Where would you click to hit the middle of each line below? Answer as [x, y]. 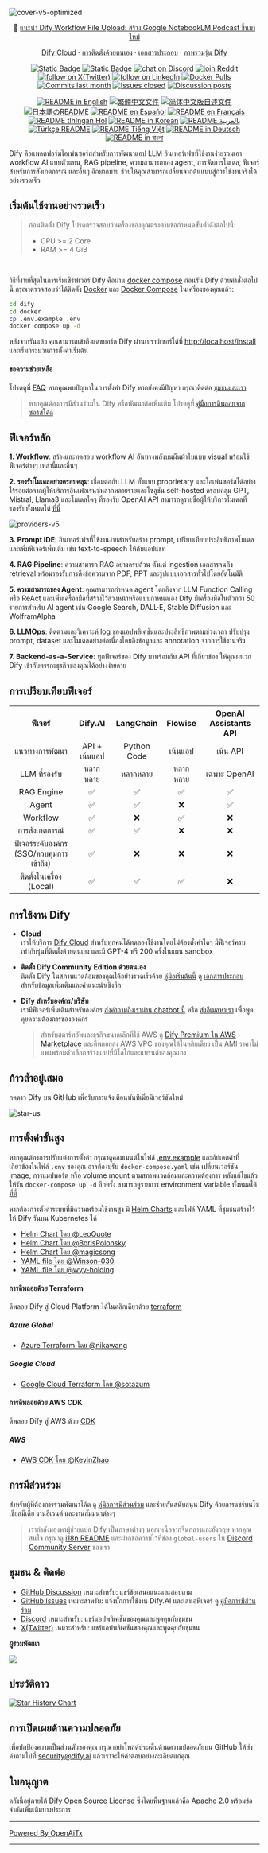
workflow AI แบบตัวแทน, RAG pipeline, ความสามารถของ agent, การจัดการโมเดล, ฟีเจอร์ [134, 162]
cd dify [22, 304]
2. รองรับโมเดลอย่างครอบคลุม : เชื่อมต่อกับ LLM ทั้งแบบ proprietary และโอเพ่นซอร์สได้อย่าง [133, 482]
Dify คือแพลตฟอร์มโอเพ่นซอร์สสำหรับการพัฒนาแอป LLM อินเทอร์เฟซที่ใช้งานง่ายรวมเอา [126, 153]
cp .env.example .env [45, 319]
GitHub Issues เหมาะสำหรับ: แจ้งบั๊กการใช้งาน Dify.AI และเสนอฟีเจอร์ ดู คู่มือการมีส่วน [138, 1600]
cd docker [25, 311]
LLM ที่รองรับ [41, 774]
